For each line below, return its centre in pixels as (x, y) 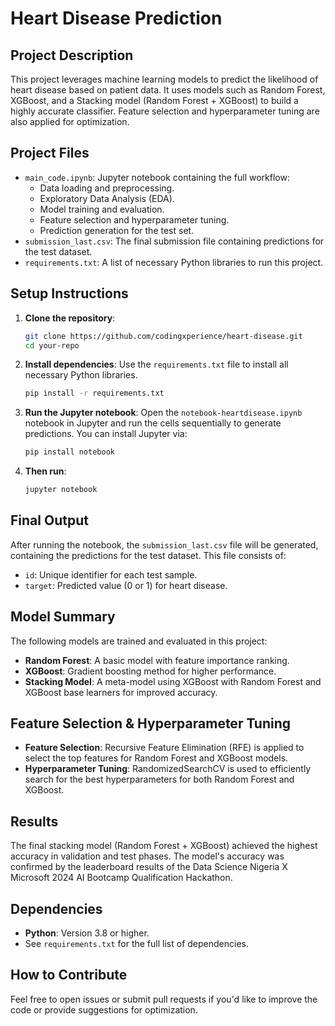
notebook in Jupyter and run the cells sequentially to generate (153, 423)
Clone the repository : (70, 318)
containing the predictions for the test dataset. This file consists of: (148, 555)
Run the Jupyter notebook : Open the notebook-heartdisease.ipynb (163, 413)
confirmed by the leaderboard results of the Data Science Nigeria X (149, 867)
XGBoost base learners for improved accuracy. (121, 692)
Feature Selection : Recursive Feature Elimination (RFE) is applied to (164, 748)
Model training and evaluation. (102, 209)
